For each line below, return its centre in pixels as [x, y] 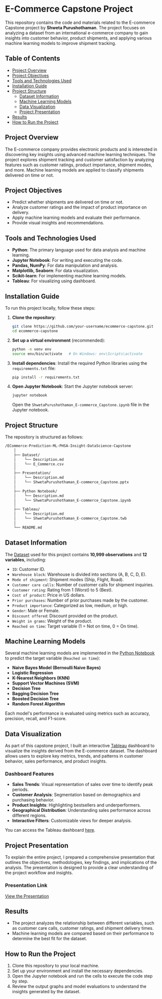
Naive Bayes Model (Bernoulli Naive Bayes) [56, 668]
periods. [20, 790]
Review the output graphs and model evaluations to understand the [79, 986]
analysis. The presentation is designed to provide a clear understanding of [79, 868]
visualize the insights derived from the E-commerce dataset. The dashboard [81, 751]
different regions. [29, 816]
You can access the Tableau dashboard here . [50, 830]
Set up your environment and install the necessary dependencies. [78, 971]
